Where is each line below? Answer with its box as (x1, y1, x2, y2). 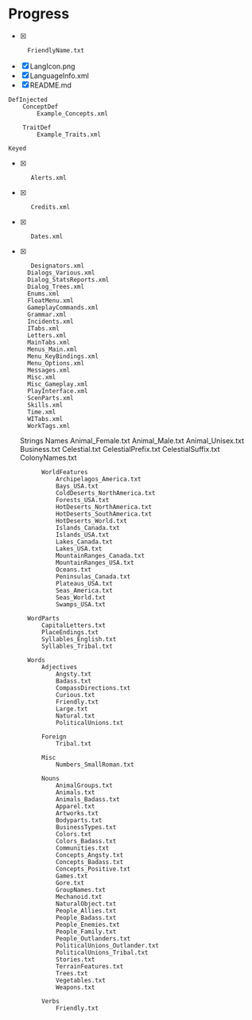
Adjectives (41, 663, 78, 671)
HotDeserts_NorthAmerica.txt (55, 503, 153, 511)
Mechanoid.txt (55, 893, 103, 901)
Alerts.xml (30, 173, 67, 181)
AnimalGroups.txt (55, 781, 113, 789)
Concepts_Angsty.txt (55, 851, 124, 859)
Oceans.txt (55, 566, 91, 574)
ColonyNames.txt (19, 453, 77, 462)
